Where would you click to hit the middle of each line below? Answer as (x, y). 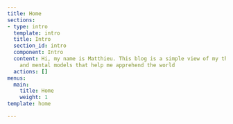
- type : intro (28, 26)
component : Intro (38, 53)
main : (21, 85)
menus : (17, 78)
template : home (29, 104)
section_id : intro (40, 46)
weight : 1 (34, 98)
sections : (21, 20)
